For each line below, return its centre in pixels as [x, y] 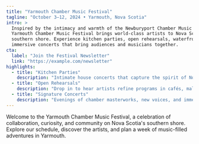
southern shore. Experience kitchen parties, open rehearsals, [91, 39]
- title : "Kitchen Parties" [46, 72]
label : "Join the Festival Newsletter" [61, 56]
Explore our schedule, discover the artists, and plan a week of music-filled [97, 129]
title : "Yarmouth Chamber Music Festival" [59, 12]
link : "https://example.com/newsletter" [62, 61]
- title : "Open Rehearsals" [46, 84]
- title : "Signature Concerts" [50, 94]
